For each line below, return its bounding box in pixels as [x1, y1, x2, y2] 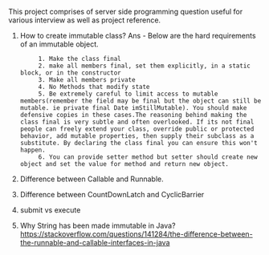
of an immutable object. [19, 39, 99, 49]
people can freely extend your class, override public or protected [19, 125, 255, 133]
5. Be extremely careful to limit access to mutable [38, 90, 218, 98]
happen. [19, 146, 46, 154]
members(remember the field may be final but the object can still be [19, 97, 262, 105]
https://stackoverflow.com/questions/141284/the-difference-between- [19, 229, 253, 239]
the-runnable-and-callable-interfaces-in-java [19, 238, 170, 247]
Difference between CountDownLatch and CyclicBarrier [19, 190, 205, 199]
